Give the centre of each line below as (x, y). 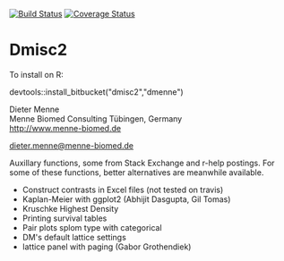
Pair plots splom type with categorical (92, 227)
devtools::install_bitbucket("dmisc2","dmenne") (96, 92)
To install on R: (37, 74)
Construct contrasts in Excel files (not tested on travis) (123, 189)
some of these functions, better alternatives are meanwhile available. (137, 172)
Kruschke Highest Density (70, 208)
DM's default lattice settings (74, 237)
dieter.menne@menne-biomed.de (72, 145)
